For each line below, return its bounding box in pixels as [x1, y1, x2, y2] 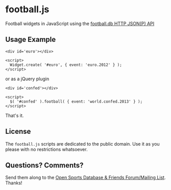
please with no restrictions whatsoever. [5, 146, 88, 152]
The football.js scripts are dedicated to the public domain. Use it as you [5, 140, 160, 147]
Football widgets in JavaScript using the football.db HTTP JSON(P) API [5, 20, 155, 27]
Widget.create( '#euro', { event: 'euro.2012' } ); [10, 62, 123, 67]
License [5, 127, 31, 136]
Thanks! [5, 180, 22, 186]
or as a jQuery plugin [5, 76, 50, 82]
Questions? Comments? [5, 161, 84, 170]
